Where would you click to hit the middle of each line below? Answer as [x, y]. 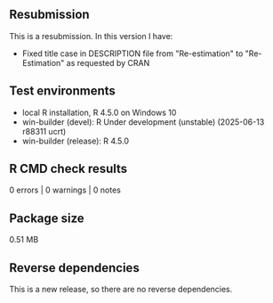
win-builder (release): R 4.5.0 [76, 141]
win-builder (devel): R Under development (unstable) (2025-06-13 [143, 122]
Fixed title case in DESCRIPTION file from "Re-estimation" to [132, 53]
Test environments [62, 91]
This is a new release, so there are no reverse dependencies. [121, 290]
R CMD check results [68, 169]
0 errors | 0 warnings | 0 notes [65, 190]
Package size [47, 218]
